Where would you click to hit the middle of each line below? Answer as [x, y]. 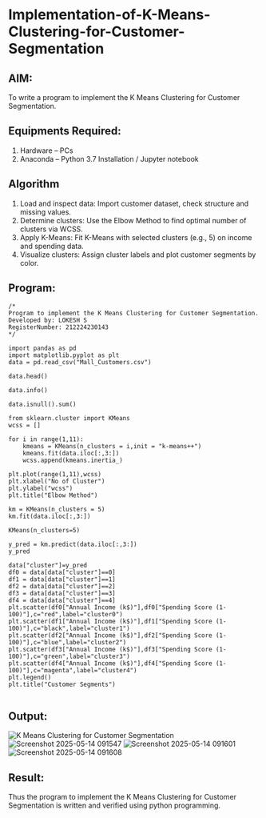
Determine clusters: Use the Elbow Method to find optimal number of [133, 220]
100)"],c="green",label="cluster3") [69, 657]
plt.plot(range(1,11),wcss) [55, 475]
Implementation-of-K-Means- [109, 15]
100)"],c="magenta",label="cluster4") [73, 671]
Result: [26, 778]
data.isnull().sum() [43, 405]
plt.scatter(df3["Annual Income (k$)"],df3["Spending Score [111, 650]
